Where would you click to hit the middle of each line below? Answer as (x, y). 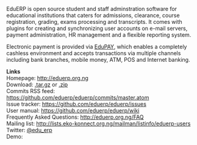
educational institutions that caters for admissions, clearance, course (93, 15)
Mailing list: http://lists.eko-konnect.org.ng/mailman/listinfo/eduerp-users (99, 124)
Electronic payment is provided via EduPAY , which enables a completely (97, 46)
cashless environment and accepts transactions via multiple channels (94, 53)
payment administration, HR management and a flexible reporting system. (99, 35)
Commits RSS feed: (30, 91)
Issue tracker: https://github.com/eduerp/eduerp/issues (76, 104)
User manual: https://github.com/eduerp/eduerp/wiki (73, 110)
